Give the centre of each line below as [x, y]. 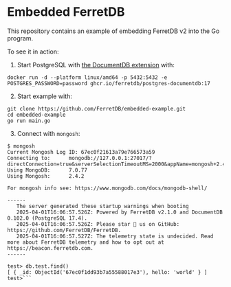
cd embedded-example [37, 115]
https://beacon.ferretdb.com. [51, 248]
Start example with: [44, 96]
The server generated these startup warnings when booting [102, 206]
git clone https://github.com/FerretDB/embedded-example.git [97, 108]
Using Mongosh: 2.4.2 [46, 176]
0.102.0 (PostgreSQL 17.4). [47, 218]
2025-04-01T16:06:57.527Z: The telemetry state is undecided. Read [115, 236]
